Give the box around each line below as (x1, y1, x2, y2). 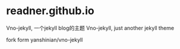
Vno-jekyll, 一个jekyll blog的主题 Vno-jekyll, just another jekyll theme (6, 24, 174, 31)
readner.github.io (6, 4, 94, 18)
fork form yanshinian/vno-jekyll (6, 36, 83, 43)
